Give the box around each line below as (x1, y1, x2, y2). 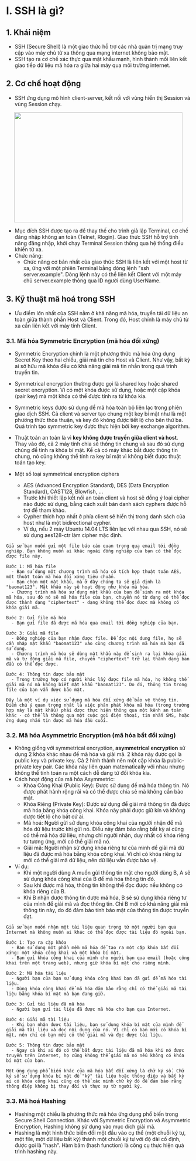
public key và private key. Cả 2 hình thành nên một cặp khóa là (14, 757, 166, 764)
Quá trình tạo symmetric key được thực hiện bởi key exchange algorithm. (14, 423, 190, 430)
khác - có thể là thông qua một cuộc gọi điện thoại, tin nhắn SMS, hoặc (6, 712, 190, 718)
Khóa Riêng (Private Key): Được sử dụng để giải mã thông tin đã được (23, 801, 191, 808)
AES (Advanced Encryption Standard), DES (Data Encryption (23, 481, 169, 488)
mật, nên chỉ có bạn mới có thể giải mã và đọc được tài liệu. (6, 1032, 164, 1038)
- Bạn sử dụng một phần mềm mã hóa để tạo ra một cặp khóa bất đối (11, 945, 180, 951)
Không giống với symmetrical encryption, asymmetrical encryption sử (14, 744, 186, 752)
